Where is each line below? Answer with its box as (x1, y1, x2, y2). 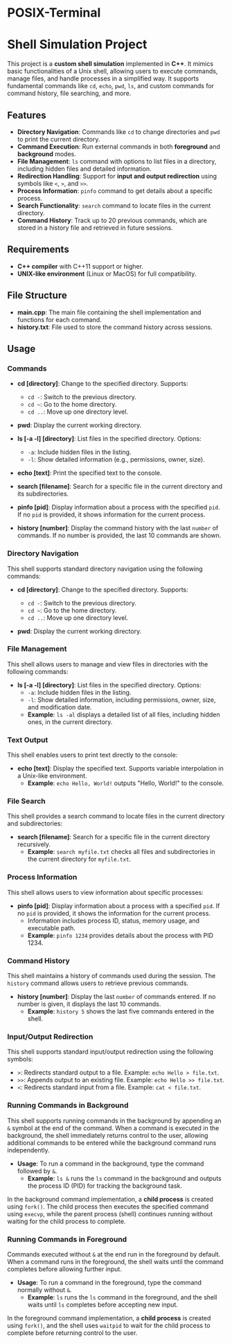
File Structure (7, 289, 67, 301)
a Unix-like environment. (17, 772, 88, 780)
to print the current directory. (17, 135, 100, 143)
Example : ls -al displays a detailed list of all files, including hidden (27, 710, 220, 719)
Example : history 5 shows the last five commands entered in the (27, 1007, 215, 1016)
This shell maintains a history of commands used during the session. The (7, 972, 216, 980)
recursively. (17, 840, 51, 848)
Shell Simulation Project (7, 37, 148, 53)
